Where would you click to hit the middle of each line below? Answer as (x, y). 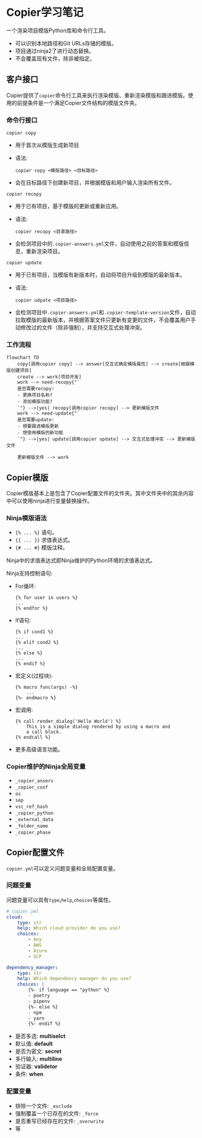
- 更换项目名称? (35, 395)
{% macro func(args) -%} (46, 687)
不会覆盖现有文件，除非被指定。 (55, 58)
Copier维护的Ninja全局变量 (46, 767)
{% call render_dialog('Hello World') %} (68, 722)
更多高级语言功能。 (39, 750)
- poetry (39, 996)
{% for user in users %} (46, 598)
